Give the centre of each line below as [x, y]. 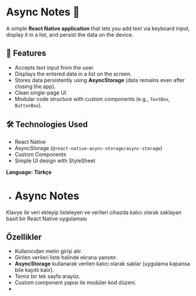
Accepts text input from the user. [54, 67]
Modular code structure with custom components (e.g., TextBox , [92, 99]
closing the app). [35, 86]
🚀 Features [26, 53]
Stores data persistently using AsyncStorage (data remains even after [100, 80]
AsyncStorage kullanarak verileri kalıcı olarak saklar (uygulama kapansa [102, 264]
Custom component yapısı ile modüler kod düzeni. [75, 282]
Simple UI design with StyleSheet [55, 160]
